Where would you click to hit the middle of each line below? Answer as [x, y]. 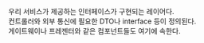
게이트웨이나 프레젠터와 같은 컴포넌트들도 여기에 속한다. [94, 31]
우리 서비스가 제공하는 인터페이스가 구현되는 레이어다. [91, 11]
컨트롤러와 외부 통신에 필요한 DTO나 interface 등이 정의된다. [102, 21]
